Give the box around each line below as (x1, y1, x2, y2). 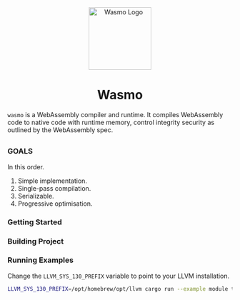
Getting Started (7, 217, 62, 227)
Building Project (7, 236, 64, 246)
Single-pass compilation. (17, 184, 91, 192)
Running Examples (7, 255, 74, 265)
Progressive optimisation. (17, 199, 93, 208)
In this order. (7, 162, 45, 171)
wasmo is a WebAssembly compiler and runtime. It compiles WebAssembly (7, 110, 224, 119)
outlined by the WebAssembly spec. (7, 125, 114, 134)
